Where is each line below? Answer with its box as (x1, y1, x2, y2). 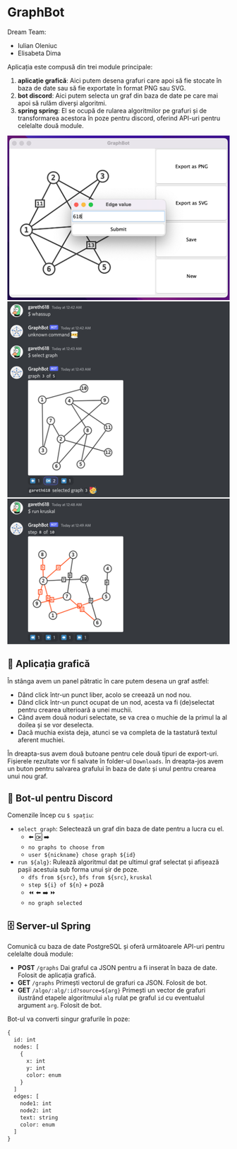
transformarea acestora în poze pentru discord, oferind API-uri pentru (17, 114, 221, 122)
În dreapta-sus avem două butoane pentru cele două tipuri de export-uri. (7, 749, 219, 758)
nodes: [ (13, 1044, 39, 1051)
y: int (25, 1065, 46, 1072)
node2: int (20, 1107, 52, 1114)
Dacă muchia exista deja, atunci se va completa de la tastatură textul (17, 728, 217, 737)
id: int (13, 1037, 37, 1044)
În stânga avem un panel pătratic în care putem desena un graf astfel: (7, 676, 209, 685)
